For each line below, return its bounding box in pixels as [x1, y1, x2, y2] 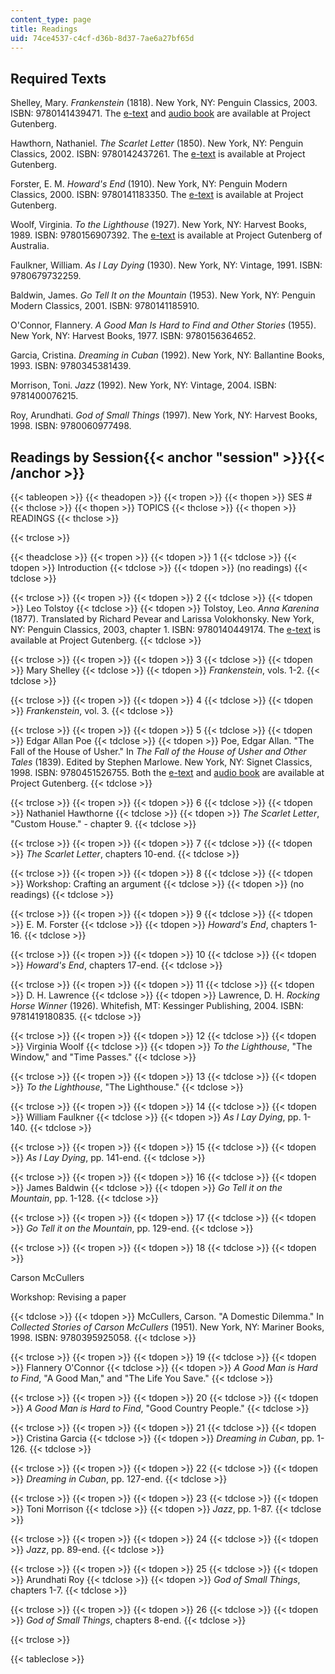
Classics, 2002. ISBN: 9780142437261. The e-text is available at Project [10, 148, 306, 160]
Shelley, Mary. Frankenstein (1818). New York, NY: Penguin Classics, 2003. [10, 97, 318, 109]
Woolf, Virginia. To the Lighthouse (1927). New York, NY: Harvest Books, [10, 219, 307, 231]
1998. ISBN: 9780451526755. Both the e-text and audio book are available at [10, 767, 325, 778]
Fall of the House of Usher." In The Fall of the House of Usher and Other [10, 746, 307, 757]
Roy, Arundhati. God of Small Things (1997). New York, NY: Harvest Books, [10, 409, 318, 421]
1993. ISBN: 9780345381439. [10, 360, 132, 372]
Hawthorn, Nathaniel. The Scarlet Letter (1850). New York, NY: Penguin [10, 137, 304, 150]
